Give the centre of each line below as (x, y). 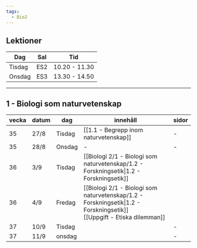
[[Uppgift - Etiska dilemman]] (124, 218)
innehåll (125, 120)
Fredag (66, 203)
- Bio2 (19, 17)
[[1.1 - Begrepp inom (113, 130)
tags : (13, 11)
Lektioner (24, 41)
